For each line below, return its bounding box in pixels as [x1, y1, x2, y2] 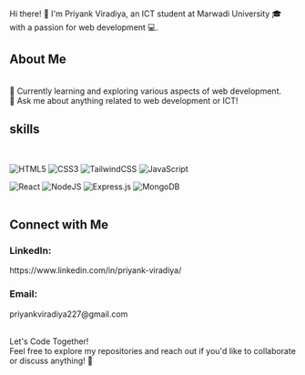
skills [9, 122, 40, 137]
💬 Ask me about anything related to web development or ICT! [9, 95, 239, 106]
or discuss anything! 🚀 [9, 355, 94, 366]
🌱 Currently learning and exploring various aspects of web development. [9, 86, 282, 96]
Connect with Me [9, 218, 109, 233]
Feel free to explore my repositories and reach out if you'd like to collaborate [9, 345, 296, 356]
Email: [9, 288, 38, 300]
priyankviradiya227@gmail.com [9, 309, 128, 319]
